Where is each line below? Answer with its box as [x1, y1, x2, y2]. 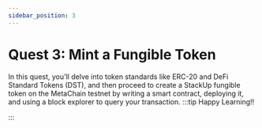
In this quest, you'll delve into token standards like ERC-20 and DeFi [8, 72, 229, 81]
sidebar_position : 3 [8, 11, 77, 20]
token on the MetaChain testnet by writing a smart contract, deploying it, [8, 88, 245, 98]
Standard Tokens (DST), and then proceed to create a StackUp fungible [8, 80, 241, 89]
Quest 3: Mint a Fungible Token [8, 45, 216, 63]
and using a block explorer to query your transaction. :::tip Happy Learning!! [8, 96, 255, 107]
